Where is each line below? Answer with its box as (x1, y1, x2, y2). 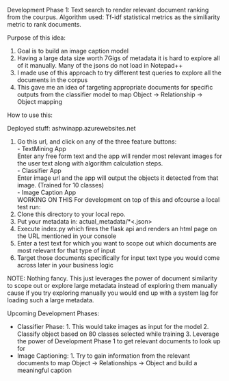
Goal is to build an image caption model (16, 47, 129, 55)
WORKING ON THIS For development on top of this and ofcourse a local (16, 196, 220, 204)
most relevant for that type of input (16, 246, 116, 254)
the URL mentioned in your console (16, 232, 117, 240)
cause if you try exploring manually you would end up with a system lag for (7, 289, 219, 297)
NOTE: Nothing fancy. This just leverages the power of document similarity (7, 274, 217, 283)
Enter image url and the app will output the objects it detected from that (16, 174, 219, 182)
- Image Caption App (16, 188, 77, 196)
